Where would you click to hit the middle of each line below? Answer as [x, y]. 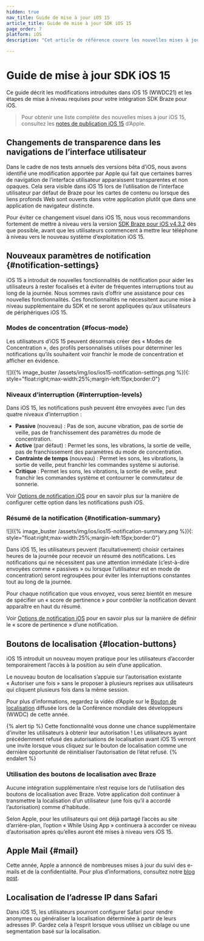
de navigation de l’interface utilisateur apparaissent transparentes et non [97, 179]
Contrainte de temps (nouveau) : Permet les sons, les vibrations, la [99, 458]
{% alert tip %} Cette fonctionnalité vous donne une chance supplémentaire [101, 726]
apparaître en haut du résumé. [44, 607]
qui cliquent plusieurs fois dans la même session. [68, 690]
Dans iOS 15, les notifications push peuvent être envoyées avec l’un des [96, 408]
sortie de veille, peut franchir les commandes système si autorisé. [97, 465]
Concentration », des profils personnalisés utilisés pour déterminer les [94, 348]
